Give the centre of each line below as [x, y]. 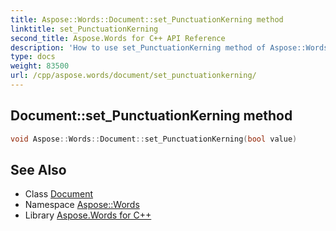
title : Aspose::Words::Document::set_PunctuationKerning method [147, 19]
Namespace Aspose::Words [82, 205]
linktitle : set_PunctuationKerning [84, 29]
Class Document [59, 194]
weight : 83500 [40, 66]
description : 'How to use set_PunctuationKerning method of [138, 47]
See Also [38, 169]
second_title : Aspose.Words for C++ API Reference [118, 38]
